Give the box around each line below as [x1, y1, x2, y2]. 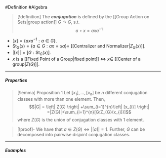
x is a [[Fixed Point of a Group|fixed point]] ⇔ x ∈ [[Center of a [12, 56, 141, 62]
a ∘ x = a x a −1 [76, 27, 103, 34]
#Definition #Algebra [5, 4, 48, 10]
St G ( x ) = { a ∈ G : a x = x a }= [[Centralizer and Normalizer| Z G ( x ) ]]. [12, 43, 146, 50]
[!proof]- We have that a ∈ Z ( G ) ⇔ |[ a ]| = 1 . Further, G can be [17, 126, 145, 132]
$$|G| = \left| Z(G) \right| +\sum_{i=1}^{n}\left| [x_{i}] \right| [29, 104, 150, 110]
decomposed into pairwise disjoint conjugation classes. [17, 131, 130, 137]
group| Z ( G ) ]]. [12, 61, 40, 67]
